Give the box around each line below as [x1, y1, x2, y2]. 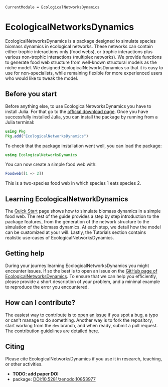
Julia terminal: [5, 119, 35, 125]
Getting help [5, 249, 45, 258]
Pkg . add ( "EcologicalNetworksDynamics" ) [5, 134, 89, 139]
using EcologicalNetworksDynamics [5, 152, 78, 158]
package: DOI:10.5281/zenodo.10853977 [12, 376, 96, 382]
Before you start [5, 90, 57, 98]
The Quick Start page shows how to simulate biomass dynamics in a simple [5, 208, 161, 214]
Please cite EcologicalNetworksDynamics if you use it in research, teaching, [5, 355, 162, 361]
